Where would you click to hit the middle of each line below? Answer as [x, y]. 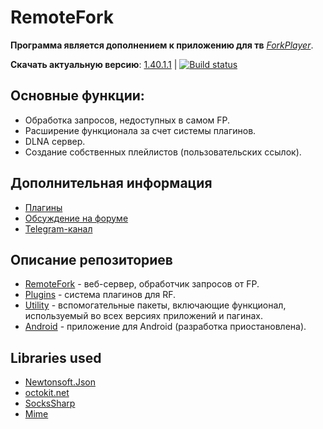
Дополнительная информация [111, 183]
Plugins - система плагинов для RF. [100, 295]
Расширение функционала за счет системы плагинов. [140, 130]
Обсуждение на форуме [76, 218]
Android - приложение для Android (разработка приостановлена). [165, 327]
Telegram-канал [58, 228]
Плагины [43, 207]
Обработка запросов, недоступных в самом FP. [127, 120]
